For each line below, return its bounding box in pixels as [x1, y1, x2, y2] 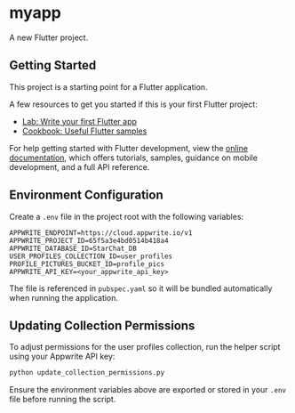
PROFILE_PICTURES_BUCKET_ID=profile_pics [9, 259, 165, 269]
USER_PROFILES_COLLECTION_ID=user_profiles [9, 252, 173, 261]
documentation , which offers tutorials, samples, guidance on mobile [9, 152, 258, 163]
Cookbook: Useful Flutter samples [21, 126, 147, 136]
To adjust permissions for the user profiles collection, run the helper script [9, 342, 281, 352]
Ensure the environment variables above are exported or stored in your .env [9, 385, 287, 395]
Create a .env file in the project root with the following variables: [9, 211, 244, 222]
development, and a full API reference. [9, 161, 150, 172]
